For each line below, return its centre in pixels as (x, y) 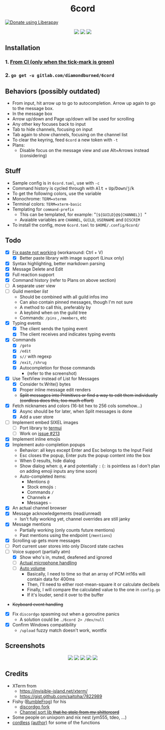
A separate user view (34, 286)
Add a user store (36, 417)
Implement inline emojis (36, 439)
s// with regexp (35, 356)
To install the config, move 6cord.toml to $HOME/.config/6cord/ (76, 225)
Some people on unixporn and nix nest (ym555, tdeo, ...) (69, 717)
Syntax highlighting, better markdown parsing (58, 263)
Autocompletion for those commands (57, 368)
